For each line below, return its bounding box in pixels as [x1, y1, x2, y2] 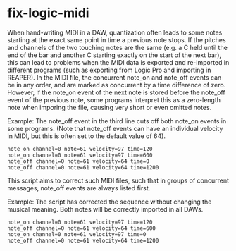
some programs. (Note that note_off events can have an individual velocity [7, 124, 223, 133]
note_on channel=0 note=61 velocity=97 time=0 [7, 231, 147, 238]
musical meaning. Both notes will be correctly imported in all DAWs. [7, 204, 204, 213]
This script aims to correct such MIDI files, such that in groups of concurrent [7, 176, 230, 185]
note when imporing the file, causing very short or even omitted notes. [7, 103, 212, 111]
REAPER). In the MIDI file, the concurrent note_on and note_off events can [7, 73, 222, 82]
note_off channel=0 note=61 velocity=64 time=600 [7, 224, 156, 232]
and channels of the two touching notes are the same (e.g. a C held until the [7, 43, 228, 51]
